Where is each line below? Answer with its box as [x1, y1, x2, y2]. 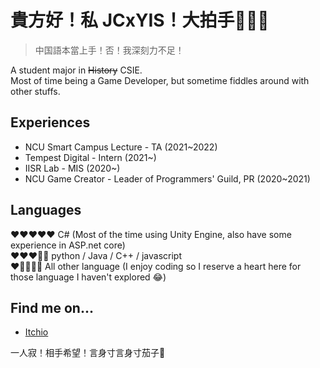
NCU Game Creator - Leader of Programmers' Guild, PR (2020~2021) [24, 172, 311, 185]
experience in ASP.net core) [10, 239, 126, 251]
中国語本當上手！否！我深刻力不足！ [34, 44, 185, 56]
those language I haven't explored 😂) [10, 271, 167, 283]
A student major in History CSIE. [10, 64, 143, 76]
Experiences [10, 114, 91, 131]
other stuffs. [10, 85, 61, 97]
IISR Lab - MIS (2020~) [24, 162, 121, 174]
